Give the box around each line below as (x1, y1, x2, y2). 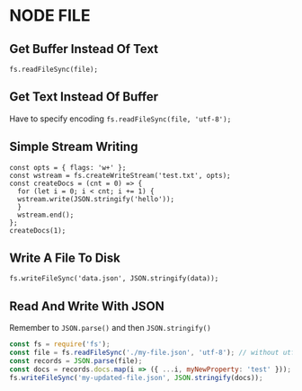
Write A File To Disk (9, 251, 121, 266)
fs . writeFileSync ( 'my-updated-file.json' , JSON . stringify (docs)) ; (9, 373, 263, 382)
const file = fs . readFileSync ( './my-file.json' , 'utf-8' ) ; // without (9, 348, 280, 358)
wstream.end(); (17, 210, 75, 219)
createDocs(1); (9, 226, 67, 235)
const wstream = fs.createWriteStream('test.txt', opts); (9, 171, 231, 180)
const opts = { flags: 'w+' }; (9, 163, 127, 172)
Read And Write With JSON (9, 298, 164, 314)
